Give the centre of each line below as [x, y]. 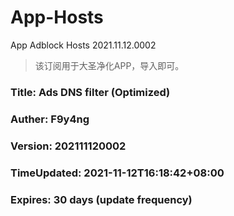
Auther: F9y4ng [50, 119]
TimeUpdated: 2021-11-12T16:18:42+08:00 [117, 173]
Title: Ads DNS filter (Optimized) [90, 92]
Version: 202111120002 [68, 146]
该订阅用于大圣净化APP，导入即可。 [109, 65]
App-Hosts [57, 17]
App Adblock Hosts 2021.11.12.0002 [83, 45]
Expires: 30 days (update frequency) [101, 199]
